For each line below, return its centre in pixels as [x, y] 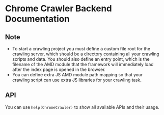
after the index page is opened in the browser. [59, 69]
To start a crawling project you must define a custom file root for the [81, 49]
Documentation [38, 19]
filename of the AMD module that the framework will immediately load [83, 64]
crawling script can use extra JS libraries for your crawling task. [77, 80]
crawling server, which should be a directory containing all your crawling [86, 54]
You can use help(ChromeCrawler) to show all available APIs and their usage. [82, 107]
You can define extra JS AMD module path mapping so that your [77, 75]
